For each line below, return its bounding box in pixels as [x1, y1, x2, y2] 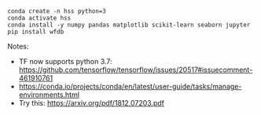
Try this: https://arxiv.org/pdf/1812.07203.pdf [18, 99, 164, 107]
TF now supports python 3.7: [18, 57, 112, 66]
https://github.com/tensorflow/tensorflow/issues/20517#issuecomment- [18, 65, 253, 74]
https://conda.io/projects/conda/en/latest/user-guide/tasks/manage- [18, 82, 242, 91]
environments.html [18, 90, 80, 99]
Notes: [7, 41, 29, 51]
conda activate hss [7, 14, 72, 22]
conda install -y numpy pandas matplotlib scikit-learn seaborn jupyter [7, 21, 251, 29]
